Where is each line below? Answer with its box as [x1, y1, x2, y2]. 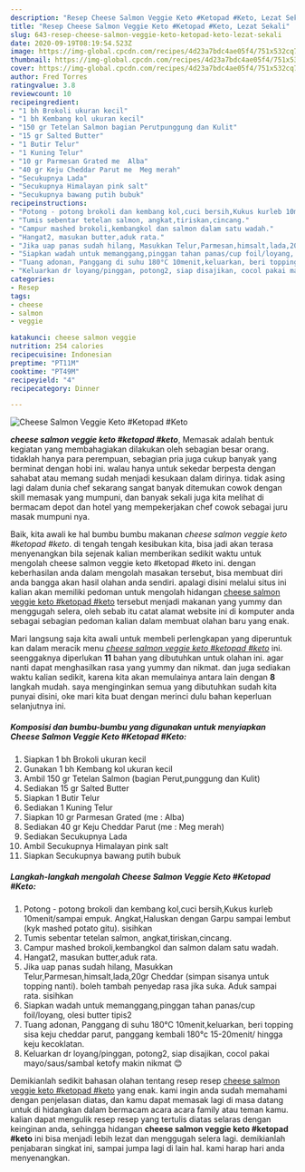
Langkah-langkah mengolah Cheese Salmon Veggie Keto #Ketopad [10, 871, 271, 882]
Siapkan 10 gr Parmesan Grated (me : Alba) [23, 812, 185, 823]
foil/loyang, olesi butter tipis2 [23, 1010, 132, 1021]
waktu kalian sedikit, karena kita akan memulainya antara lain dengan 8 [10, 672, 275, 683]
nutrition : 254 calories [10, 342, 104, 351]
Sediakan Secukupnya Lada [23, 831, 128, 842]
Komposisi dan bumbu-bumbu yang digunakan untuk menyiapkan [10, 721, 266, 732]
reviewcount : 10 [10, 89, 71, 98]
